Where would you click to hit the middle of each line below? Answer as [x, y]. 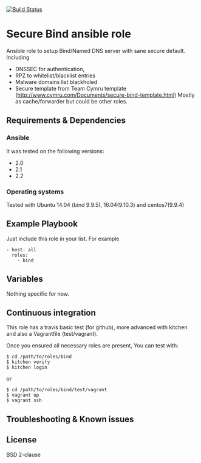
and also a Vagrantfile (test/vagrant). [52, 334]
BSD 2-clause [24, 454]
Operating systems [35, 192]
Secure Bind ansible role [69, 34]
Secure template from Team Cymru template [70, 88]
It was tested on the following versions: [55, 151]
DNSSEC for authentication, [50, 69]
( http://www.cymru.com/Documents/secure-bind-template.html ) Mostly [105, 95]
